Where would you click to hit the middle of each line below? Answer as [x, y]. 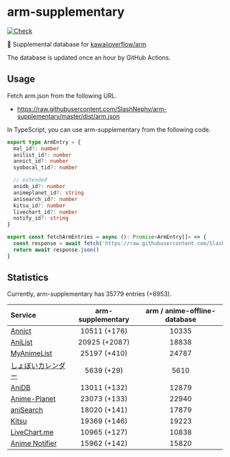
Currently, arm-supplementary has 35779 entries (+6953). [89, 294]
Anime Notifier [34, 443]
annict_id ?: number [41, 161]
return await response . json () [56, 250]
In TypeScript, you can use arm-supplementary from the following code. [109, 129]
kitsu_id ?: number [40, 206]
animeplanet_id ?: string [49, 193]
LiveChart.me [32, 432]
